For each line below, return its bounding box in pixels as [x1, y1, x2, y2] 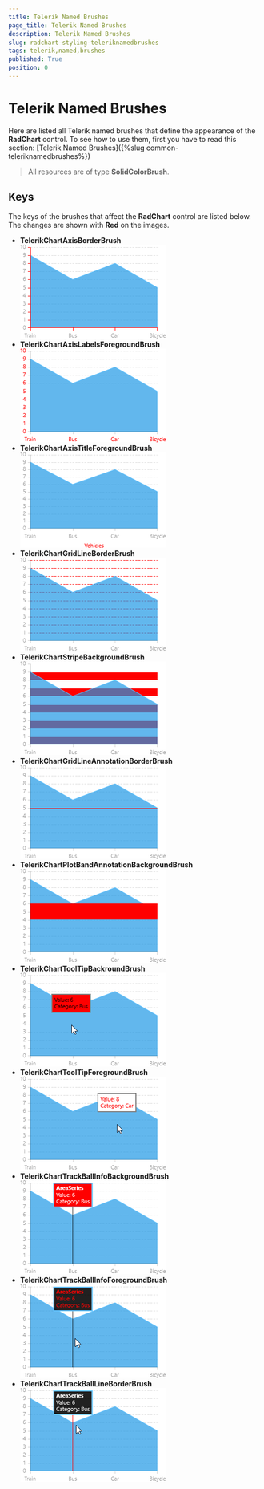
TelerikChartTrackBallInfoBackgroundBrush [19, 1171, 170, 1181]
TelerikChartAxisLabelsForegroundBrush [19, 339, 160, 349]
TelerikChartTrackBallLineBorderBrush [19, 1378, 152, 1388]
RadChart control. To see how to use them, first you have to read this [8, 134, 237, 144]
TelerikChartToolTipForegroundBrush [19, 1067, 148, 1077]
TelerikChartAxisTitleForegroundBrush [19, 443, 153, 452]
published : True [8, 55, 62, 63]
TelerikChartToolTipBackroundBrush [19, 964, 146, 973]
